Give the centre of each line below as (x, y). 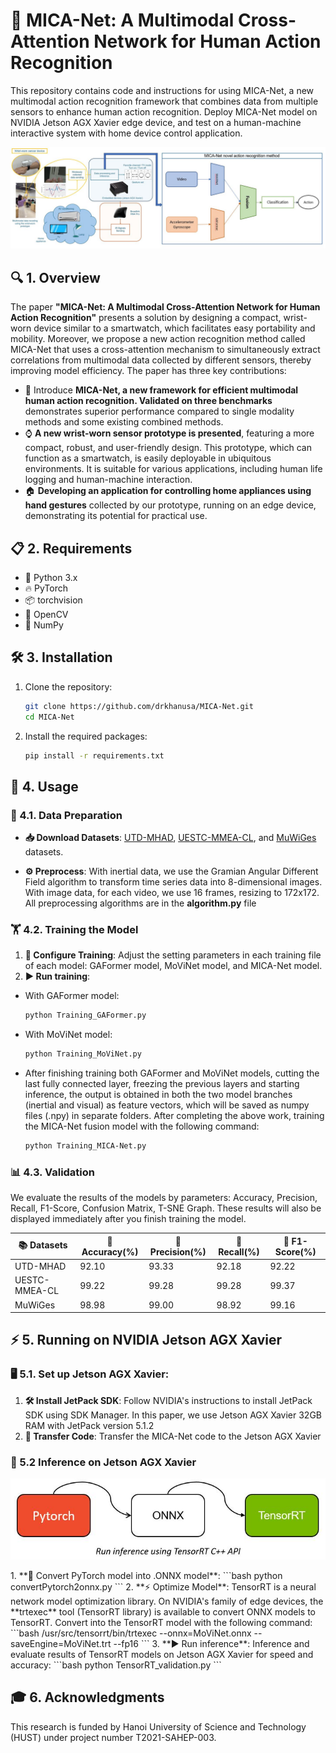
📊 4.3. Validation (53, 1172)
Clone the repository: (68, 686)
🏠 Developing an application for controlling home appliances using (168, 491)
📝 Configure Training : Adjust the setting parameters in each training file (173, 955)
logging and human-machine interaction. (108, 480)
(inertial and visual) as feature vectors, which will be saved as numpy (167, 1105)
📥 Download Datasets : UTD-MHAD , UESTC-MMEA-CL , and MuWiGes (170, 838)
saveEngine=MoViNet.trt (61, 1643)
